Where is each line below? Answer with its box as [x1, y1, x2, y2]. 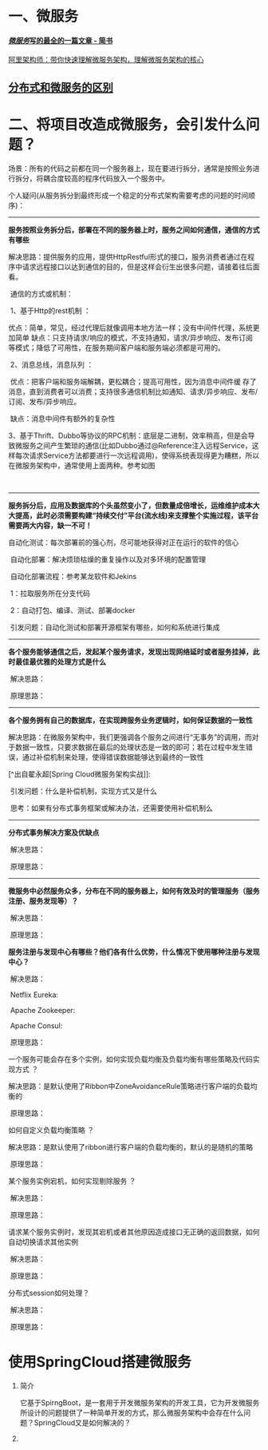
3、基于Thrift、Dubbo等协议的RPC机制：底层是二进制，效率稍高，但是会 [8, 431, 249, 440]
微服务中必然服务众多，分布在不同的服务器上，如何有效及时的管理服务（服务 [8, 886, 260, 896]
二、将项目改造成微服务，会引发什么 [8, 115, 246, 133]
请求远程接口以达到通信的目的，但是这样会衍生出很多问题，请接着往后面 [22, 261, 260, 272]
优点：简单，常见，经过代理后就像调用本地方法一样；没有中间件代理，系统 [8, 323, 253, 332]
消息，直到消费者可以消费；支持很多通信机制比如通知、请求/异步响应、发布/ [8, 387, 258, 396]
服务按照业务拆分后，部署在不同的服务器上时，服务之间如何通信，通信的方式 [8, 224, 260, 234]
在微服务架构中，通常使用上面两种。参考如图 [8, 460, 156, 470]
